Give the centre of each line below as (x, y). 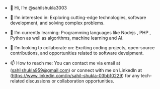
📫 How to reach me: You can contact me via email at (65, 63)
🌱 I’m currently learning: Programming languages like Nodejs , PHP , (80, 32)
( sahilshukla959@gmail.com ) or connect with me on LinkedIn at (76, 70)
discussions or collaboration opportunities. (70, 81)
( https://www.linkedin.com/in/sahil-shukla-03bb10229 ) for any (75, 76)
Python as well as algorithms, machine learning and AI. (67, 38)
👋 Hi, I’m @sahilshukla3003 (38, 8)
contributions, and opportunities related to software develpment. (77, 53)
